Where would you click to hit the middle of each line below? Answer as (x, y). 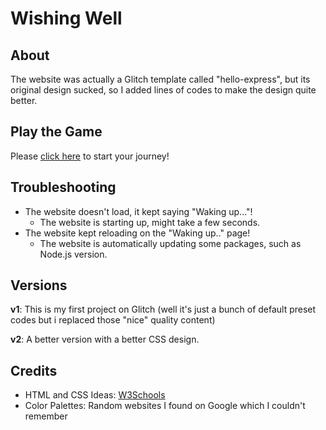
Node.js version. (73, 254)
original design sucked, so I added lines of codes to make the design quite (163, 90)
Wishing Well (66, 18)
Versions (39, 285)
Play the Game (56, 132)
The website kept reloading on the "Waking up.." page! (137, 233)
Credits (34, 370)
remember (46, 416)
